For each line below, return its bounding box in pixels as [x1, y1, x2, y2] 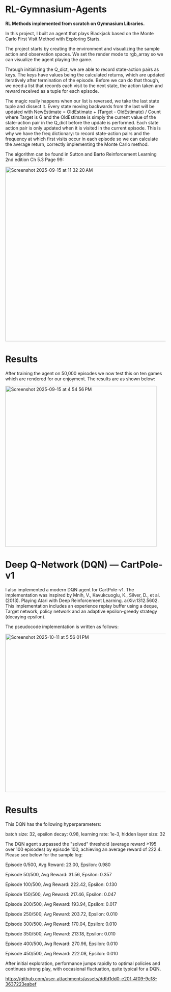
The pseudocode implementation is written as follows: [5, 623, 119, 630]
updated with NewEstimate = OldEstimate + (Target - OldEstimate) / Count [5, 109, 161, 115]
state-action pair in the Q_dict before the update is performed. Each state [5, 119, 159, 125]
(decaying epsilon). [5, 613, 46, 620]
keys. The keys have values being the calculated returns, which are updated [5, 71, 165, 77]
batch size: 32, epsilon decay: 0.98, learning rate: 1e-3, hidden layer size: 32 [5, 831, 165, 837]
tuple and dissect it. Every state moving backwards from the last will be [5, 103, 155, 109]
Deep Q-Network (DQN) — [5, 559, 119, 570]
